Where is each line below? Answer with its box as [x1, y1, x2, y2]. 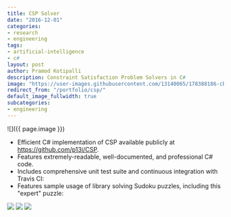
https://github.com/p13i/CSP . [16, 145, 100, 153]
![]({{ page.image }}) [7, 124, 65, 133]
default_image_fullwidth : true [7, 93, 97, 100]
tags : [7, 42, 23, 49]
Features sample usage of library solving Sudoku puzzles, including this [16, 181, 221, 190]
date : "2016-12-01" [7, 16, 63, 23]
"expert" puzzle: [16, 189, 64, 197]
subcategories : [7, 100, 51, 106]
